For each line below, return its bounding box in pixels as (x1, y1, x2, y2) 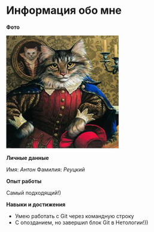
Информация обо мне (6, 4, 122, 17)
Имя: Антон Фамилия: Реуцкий (6, 166, 85, 173)
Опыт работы (6, 177, 42, 185)
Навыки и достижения (6, 201, 66, 208)
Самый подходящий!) (6, 189, 62, 196)
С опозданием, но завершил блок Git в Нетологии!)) (14, 219, 149, 226)
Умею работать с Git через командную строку (14, 212, 134, 219)
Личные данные (6, 154, 49, 161)
